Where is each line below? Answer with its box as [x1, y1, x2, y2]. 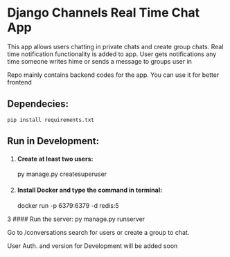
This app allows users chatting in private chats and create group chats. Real [7, 42, 224, 51]
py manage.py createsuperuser [17, 170, 107, 178]
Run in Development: [7, 135, 99, 147]
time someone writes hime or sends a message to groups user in [7, 57, 193, 65]
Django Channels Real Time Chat [7, 5, 200, 21]
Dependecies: [7, 98, 69, 110]
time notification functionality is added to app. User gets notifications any [7, 50, 217, 58]
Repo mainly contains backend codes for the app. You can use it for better [7, 71, 220, 79]
